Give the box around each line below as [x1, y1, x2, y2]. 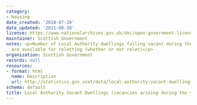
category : [6, 8, 30, 15]
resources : [6, 62, 33, 69]
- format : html [6, 68, 43, 74]
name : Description [11, 73, 57, 79]
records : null [6, 57, 41, 63]
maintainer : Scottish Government [6, 36, 88, 41]
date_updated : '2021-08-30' [6, 24, 75, 31]
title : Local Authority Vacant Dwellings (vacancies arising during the [6, 90, 188, 96]
